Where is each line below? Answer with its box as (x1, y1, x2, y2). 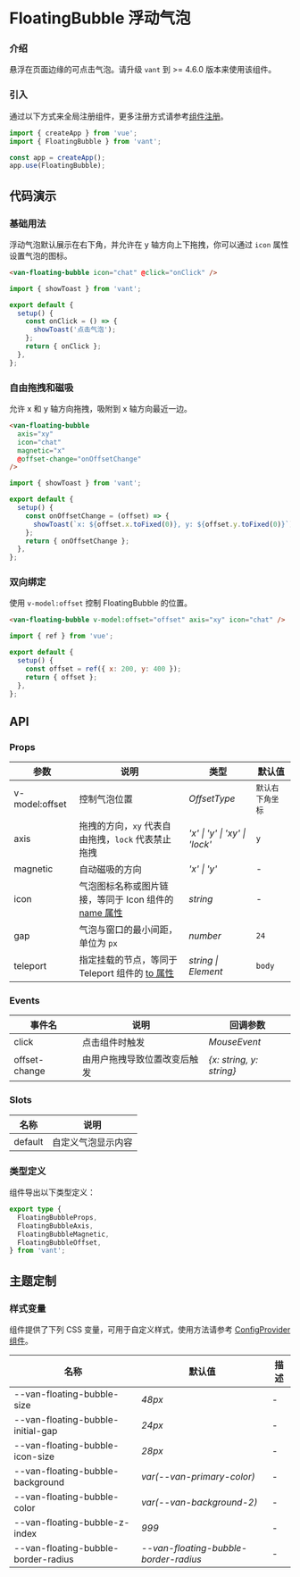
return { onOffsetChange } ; (25, 537, 129, 546)
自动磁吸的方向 (79, 864, 142, 876)
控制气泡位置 (79, 793, 133, 805)
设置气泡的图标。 (9, 250, 72, 261)
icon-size (13, 1450, 55, 1463)
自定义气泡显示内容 (52, 1136, 133, 1148)
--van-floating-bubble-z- (13, 1515, 130, 1528)
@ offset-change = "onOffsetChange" (17, 455, 142, 463)
